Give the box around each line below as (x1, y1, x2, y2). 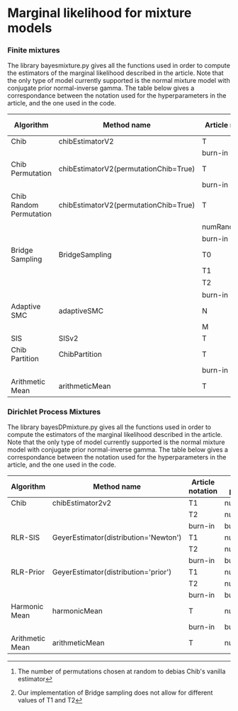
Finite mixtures (7, 45, 60, 55)
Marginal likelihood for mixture (7, 5, 192, 21)
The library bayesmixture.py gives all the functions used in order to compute (7, 62, 230, 70)
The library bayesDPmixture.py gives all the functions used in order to (7, 423, 211, 431)
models (7, 20, 52, 36)
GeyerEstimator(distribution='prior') (52, 567, 172, 577)
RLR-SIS (11, 533, 40, 542)
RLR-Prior (11, 567, 45, 577)
